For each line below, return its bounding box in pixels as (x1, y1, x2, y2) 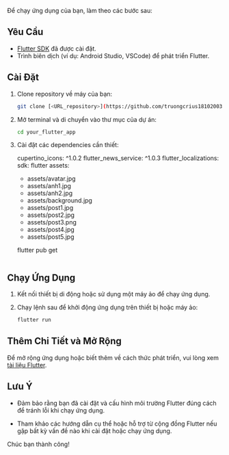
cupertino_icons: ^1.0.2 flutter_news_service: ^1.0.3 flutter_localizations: (16, 154, 219, 162)
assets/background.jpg (27, 196, 92, 205)
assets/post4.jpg (27, 226, 75, 234)
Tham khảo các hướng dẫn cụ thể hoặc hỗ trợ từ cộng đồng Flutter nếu (16, 419, 217, 428)
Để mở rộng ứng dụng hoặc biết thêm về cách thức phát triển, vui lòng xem (7, 353, 219, 362)
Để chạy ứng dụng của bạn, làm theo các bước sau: (7, 7, 152, 14)
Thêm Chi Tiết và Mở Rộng (7, 335, 122, 347)
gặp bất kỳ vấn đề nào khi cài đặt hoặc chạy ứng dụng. (16, 426, 172, 434)
